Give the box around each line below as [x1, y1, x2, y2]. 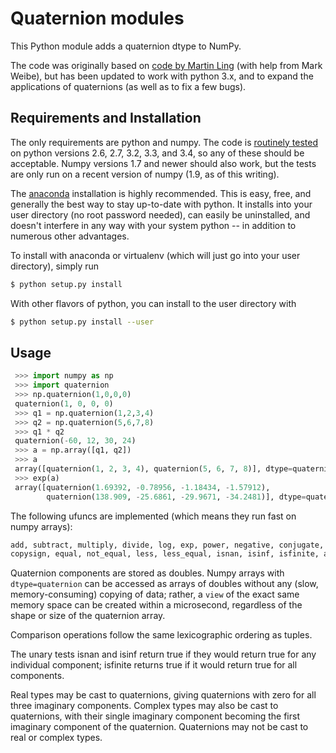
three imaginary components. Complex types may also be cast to [10, 700, 279, 712]
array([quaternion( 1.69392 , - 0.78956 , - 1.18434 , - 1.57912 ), [14, 482, 271, 492]
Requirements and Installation [10, 110, 202, 127]
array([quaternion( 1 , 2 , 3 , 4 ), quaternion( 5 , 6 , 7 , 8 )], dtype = [14, 464, 293, 474]
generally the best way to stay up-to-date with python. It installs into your [10, 198, 313, 210]
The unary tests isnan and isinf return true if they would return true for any [10, 648, 317, 661]
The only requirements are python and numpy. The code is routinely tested [10, 136, 319, 148]
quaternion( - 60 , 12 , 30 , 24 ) [14, 436, 137, 446]
